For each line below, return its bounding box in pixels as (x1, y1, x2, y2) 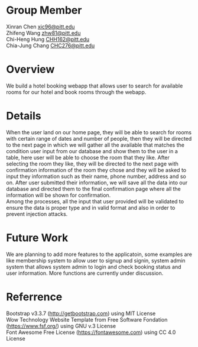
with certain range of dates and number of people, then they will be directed (6, 135, 192, 142)
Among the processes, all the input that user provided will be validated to (6, 197, 184, 205)
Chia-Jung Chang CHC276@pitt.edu (6, 42, 95, 49)
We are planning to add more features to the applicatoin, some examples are (6, 251, 192, 258)
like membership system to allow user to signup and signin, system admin (6, 257, 186, 264)
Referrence (6, 290, 63, 303)
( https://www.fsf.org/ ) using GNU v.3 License (6, 322, 116, 329)
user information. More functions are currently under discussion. (6, 270, 164, 277)
